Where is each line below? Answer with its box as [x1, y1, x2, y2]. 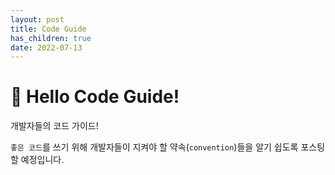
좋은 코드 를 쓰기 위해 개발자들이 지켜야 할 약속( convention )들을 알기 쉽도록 [10, 141, 299, 153]
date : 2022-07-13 [10, 42, 83, 53]
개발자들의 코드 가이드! [10, 120, 99, 132]
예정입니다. [20, 154, 65, 166]
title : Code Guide [10, 24, 87, 34]
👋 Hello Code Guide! [10, 86, 180, 108]
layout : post [10, 14, 65, 25]
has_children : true [10, 33, 92, 43]
